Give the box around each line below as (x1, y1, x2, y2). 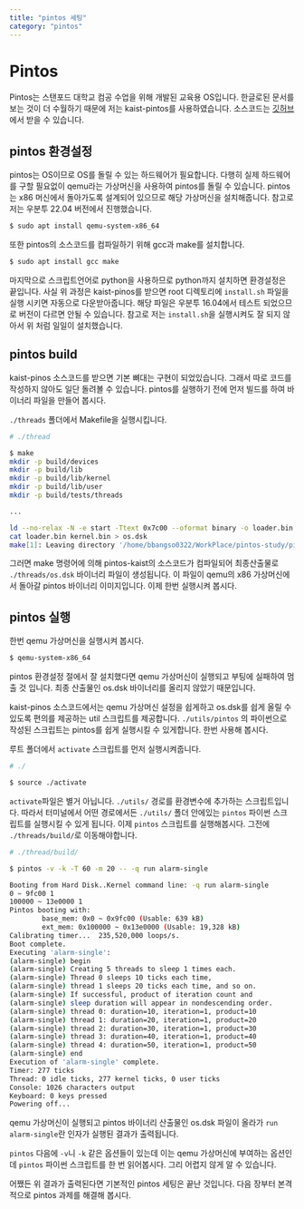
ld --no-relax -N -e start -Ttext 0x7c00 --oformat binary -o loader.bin (9, 523, 294, 532)
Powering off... (9, 1099, 71, 1109)
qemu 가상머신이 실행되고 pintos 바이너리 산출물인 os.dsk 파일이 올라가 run (9, 1117, 279, 1128)
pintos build (9, 346, 79, 363)
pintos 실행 (9, 609, 71, 625)
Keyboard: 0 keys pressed (9, 1091, 107, 1100)
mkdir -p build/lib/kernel (9, 473, 111, 483)
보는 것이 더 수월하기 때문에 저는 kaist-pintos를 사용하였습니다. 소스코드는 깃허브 (9, 103, 295, 114)
